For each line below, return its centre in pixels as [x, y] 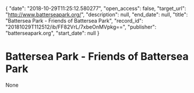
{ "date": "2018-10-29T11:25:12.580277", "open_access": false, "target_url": [96, 8]
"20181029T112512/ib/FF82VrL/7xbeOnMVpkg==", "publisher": [81, 27]
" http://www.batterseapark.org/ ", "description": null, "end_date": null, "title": [97, 15]
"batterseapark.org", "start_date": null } [52, 33]
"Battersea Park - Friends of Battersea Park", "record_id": [74, 21]
